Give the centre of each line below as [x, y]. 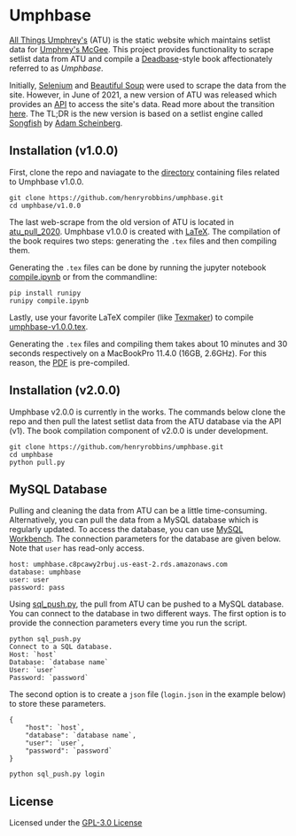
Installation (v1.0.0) [64, 151]
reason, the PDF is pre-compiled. [70, 362]
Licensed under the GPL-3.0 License [76, 823]
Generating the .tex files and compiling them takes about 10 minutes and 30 [148, 344]
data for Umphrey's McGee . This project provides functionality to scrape [142, 49]
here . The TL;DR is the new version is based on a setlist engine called [136, 113]
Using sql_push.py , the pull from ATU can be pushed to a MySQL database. [147, 604]
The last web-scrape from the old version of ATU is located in [122, 221]
